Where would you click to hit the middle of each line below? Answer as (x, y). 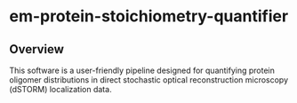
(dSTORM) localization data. (61, 89)
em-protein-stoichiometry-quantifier (149, 16)
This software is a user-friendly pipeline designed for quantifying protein (142, 70)
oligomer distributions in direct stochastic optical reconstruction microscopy (149, 80)
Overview (37, 49)
